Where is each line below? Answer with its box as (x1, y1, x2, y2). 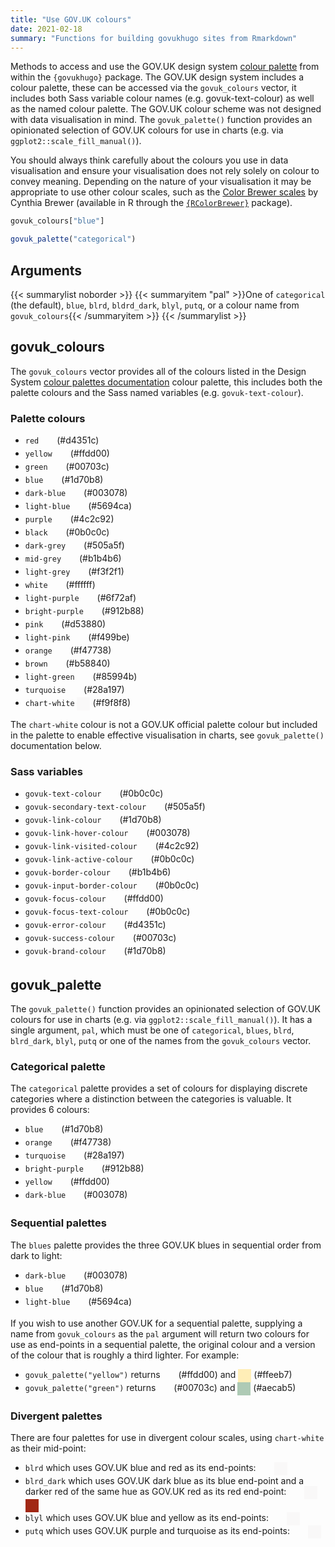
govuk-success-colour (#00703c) (24, 932, 177, 944)
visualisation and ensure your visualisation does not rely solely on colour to (10, 165, 320, 177)
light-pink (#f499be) (24, 631, 130, 643)
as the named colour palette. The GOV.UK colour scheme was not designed (10, 103, 322, 115)
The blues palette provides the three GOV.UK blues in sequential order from (10, 1239, 322, 1251)
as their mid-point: (10, 1442, 87, 1455)
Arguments (10, 262, 83, 279)
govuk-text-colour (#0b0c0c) (24, 787, 164, 800)
